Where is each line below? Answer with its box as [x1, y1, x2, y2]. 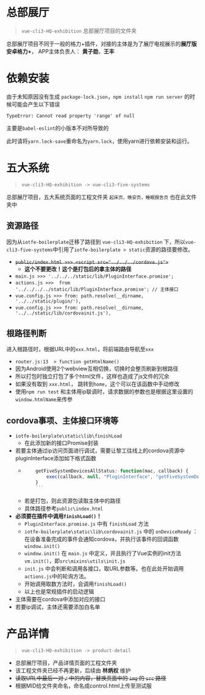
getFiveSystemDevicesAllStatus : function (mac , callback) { [35, 468, 189, 474]
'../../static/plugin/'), [15, 298, 81, 304]
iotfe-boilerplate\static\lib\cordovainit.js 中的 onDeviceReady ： [24, 528, 198, 535]
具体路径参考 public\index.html [24, 504, 104, 512]
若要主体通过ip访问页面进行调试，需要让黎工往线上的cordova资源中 [15, 447, 185, 454]
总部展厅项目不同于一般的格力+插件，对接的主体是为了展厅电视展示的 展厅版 [6, 40, 197, 47]
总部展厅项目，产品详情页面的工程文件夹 [15, 659, 117, 666]
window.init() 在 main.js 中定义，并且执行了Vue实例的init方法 [24, 549, 182, 556]
